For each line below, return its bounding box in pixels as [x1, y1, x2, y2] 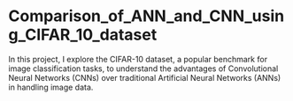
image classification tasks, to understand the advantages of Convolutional [8, 63, 279, 74]
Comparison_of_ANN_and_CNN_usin [8, 6, 285, 26]
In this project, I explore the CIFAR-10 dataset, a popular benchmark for [8, 54, 267, 64]
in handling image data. [8, 82, 94, 92]
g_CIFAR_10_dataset [8, 25, 158, 45]
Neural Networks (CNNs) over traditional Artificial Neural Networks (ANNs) [8, 72, 281, 83]
